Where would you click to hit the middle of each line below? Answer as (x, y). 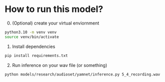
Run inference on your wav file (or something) (60, 65)
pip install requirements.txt (36, 55)
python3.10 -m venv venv (31, 32)
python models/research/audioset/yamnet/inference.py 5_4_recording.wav (82, 74)
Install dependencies (34, 46)
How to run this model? (54, 9)
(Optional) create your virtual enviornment (56, 23)
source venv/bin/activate (32, 37)
